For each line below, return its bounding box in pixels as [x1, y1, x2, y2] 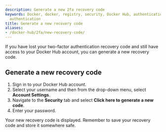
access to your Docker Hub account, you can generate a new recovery [5, 49, 149, 55]
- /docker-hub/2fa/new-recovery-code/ [5, 30, 85, 35]
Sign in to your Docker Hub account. [12, 81, 86, 87]
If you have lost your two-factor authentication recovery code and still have [5, 44, 159, 49]
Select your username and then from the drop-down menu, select [12, 87, 146, 93]
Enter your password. [12, 107, 56, 113]
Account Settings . [12, 92, 50, 98]
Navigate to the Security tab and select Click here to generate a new [12, 97, 154, 103]
